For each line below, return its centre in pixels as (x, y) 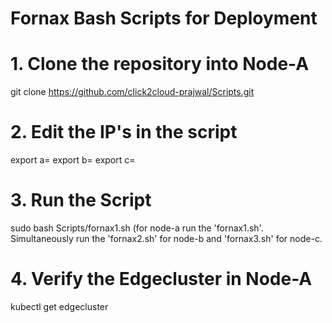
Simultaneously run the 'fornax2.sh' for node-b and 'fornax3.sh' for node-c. (166, 238)
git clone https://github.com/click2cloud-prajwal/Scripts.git (132, 92)
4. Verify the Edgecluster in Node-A (161, 279)
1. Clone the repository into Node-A (160, 64)
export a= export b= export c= (73, 160)
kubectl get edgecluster (59, 306)
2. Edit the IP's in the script (124, 132)
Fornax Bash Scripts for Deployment (164, 18)
